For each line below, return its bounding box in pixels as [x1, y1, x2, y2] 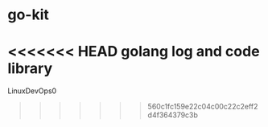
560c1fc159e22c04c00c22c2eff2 [147, 102, 258, 112]
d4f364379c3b [147, 110, 199, 120]
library [7, 59, 53, 78]
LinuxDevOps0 [7, 86, 57, 96]
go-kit [7, 6, 50, 24]
